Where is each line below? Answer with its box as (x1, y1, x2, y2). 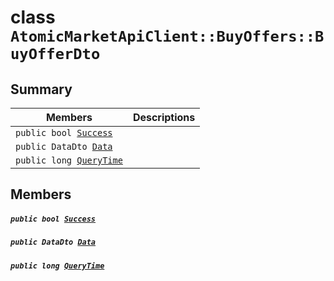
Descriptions (132, 111, 196, 124)
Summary (10, 81, 73, 98)
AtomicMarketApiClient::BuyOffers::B (10, 27, 325, 46)
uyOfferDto (10, 45, 101, 64)
